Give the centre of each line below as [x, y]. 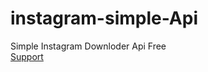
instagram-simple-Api [104, 18]
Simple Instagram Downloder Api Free [88, 46]
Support [27, 56]
